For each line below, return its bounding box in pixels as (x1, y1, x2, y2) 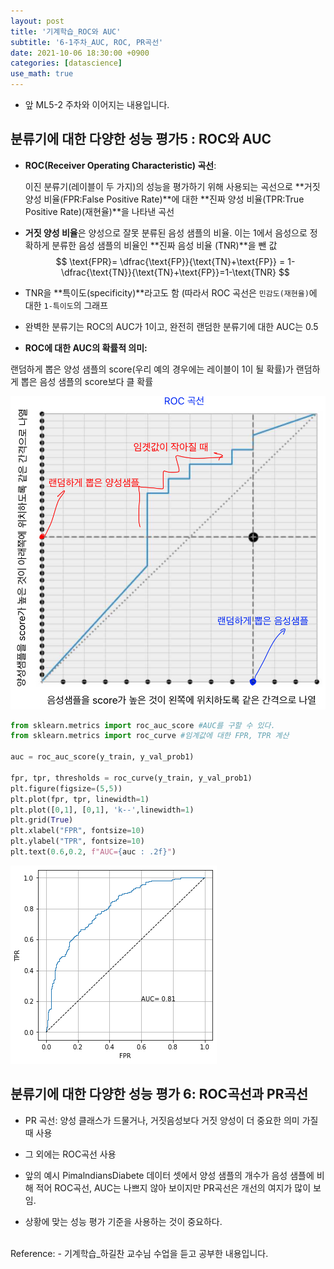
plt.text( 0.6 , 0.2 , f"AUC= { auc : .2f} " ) (10, 847, 177, 857)
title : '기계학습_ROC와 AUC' (10, 26, 122, 37)
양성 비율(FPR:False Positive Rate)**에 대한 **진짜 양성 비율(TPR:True (24, 193, 305, 205)
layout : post (10, 16, 65, 26)
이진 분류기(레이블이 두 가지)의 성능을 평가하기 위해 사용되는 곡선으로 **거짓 (24, 180, 321, 192)
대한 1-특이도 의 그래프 (24, 299, 109, 311)
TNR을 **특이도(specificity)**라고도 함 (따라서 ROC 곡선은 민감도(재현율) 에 (24, 286, 318, 299)
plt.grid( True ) (10, 815, 74, 825)
